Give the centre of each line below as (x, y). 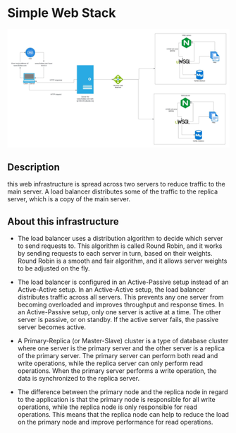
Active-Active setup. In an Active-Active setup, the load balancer (111, 290)
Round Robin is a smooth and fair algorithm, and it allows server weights (122, 261)
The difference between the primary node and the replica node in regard (123, 392)
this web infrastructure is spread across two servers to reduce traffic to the (116, 184)
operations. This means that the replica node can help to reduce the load (123, 415)
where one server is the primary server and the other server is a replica (121, 348)
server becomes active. (52, 327)
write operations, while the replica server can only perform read (110, 363)
